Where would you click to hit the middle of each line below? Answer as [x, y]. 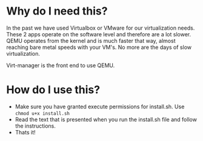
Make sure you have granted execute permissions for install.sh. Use [100, 107]
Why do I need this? [57, 11]
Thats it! [25, 132]
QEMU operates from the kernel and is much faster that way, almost [91, 41]
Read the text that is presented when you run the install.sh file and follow [106, 119]
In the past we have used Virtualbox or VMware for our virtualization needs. [101, 28]
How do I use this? [53, 90]
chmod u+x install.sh [42, 113]
